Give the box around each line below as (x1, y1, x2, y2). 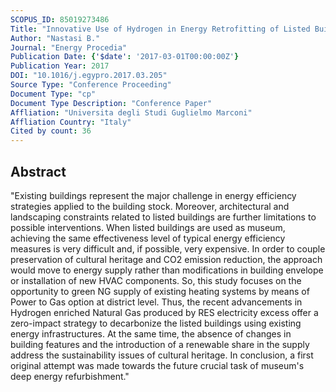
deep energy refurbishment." (10, 370, 130, 382)
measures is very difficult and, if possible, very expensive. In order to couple (10, 242, 326, 255)
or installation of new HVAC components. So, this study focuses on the (10, 274, 302, 286)
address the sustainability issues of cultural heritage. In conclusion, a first (10, 349, 314, 361)
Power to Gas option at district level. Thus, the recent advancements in (10, 296, 303, 308)
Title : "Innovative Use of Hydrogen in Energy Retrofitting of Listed (10, 24, 311, 34)
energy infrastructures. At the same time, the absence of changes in (10, 327, 292, 340)
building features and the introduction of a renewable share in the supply (10, 338, 310, 350)
